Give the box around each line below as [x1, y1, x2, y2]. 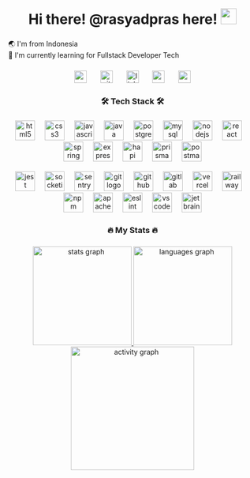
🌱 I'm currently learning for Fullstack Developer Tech [8, 51, 180, 60]
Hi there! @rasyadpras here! [28, 10, 218, 28]
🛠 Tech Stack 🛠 [100, 96, 165, 107]
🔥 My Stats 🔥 [106, 224, 159, 235]
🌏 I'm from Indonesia [8, 40, 79, 49]
